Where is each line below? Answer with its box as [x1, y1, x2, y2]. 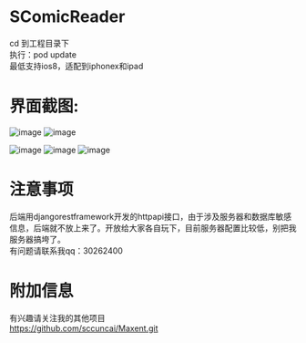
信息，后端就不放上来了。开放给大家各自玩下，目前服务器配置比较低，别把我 [9, 222, 297, 234]
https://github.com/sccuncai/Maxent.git [9, 322, 158, 334]
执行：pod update [9, 48, 77, 60]
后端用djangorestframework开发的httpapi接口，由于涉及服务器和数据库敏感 [9, 211, 292, 222]
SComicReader [9, 6, 126, 27]
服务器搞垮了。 [9, 234, 66, 244]
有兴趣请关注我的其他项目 [9, 312, 106, 323]
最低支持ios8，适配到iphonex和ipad [9, 60, 144, 71]
